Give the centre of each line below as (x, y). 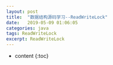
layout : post (22, 12)
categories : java (28, 28)
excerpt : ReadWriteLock (35, 39)
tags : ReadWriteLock (32, 34)
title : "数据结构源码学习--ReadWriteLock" (57, 17)
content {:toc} (32, 56)
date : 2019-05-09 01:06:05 (42, 22)
